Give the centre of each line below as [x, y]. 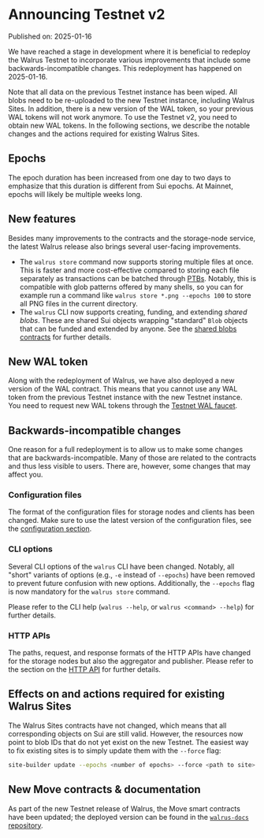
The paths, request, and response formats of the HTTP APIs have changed [129, 653]
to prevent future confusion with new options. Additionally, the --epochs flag [131, 583]
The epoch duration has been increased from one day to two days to [119, 177]
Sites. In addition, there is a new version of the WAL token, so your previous [131, 109]
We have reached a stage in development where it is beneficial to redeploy [129, 51]
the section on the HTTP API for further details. [85, 669]
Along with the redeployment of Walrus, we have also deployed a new [121, 380]
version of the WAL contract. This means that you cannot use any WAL [123, 389]
